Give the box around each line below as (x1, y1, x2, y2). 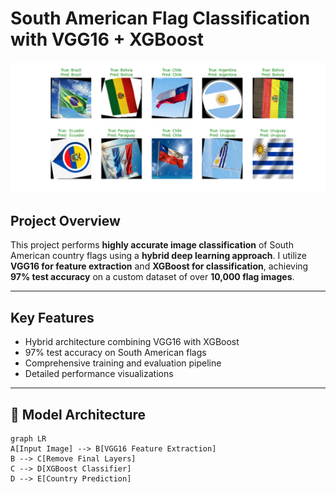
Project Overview (10, 213, 121, 229)
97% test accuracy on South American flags (24, 347, 207, 359)
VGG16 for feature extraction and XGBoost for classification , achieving (10, 260, 309, 272)
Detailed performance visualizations (24, 368, 174, 380)
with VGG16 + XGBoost (10, 28, 205, 51)
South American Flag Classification (10, 7, 311, 30)
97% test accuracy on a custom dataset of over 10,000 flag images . (10, 271, 295, 283)
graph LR (10, 434, 47, 444)
